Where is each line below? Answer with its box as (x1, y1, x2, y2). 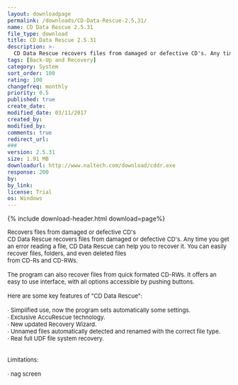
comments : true (7, 129, 52, 136)
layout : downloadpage (7, 10, 72, 18)
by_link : (7, 182, 33, 189)
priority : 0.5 (7, 89, 50, 96)
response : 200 (7, 168, 50, 176)
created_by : (7, 116, 42, 123)
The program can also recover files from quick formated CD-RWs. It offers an (7, 271, 217, 279)
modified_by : (7, 122, 46, 130)
